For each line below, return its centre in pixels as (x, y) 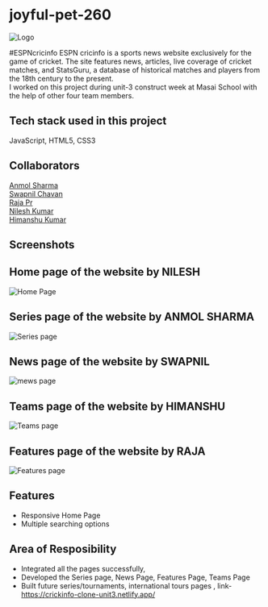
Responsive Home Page (61, 515)
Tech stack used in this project (88, 121)
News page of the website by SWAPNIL (110, 362)
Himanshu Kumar (38, 219)
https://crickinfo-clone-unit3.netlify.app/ (88, 594)
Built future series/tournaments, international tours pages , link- (126, 585)
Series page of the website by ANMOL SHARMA (132, 317)
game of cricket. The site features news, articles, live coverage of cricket (131, 61)
